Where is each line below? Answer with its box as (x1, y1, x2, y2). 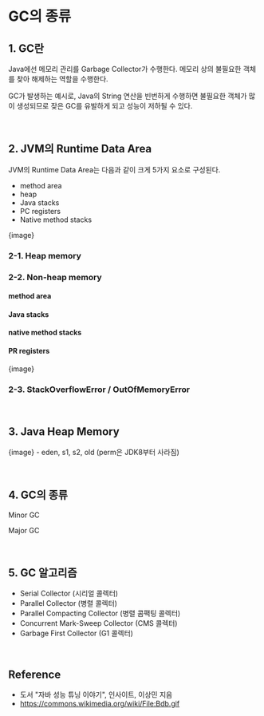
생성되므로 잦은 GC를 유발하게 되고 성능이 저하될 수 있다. (16, 101, 193, 110)
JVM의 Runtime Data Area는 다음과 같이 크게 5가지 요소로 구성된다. (8, 164, 221, 174)
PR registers (8, 346, 50, 356)
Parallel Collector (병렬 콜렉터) (19, 599, 118, 608)
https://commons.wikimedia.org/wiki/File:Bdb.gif (19, 699, 180, 709)
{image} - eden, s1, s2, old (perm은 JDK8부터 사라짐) (8, 447, 179, 457)
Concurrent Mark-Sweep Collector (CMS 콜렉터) (19, 619, 178, 628)
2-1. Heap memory (8, 250, 82, 261)
